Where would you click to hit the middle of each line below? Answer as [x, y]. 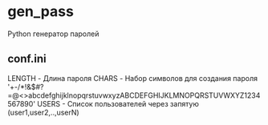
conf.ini [27, 59]
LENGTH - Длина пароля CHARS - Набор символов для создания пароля [133, 78]
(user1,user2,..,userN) [43, 112]
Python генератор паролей [53, 34]
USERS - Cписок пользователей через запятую [118, 103]
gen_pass [41, 12]
